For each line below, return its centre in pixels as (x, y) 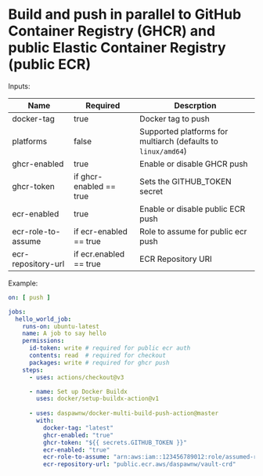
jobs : (17, 311)
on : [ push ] (29, 297)
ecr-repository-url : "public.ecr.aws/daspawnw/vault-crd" (139, 464)
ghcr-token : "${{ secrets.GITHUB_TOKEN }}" (115, 442)
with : (45, 421)
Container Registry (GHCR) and (112, 31)
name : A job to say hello (65, 334)
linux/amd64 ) (163, 151)
